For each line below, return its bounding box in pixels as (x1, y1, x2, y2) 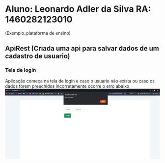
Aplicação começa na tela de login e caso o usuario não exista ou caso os (5, 78, 155, 84)
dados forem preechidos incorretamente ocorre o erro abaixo (5, 83, 129, 89)
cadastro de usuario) (5, 52, 70, 60)
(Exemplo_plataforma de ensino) (5, 30, 71, 36)
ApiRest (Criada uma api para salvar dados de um (5, 44, 160, 53)
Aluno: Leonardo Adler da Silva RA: (5, 3, 151, 15)
